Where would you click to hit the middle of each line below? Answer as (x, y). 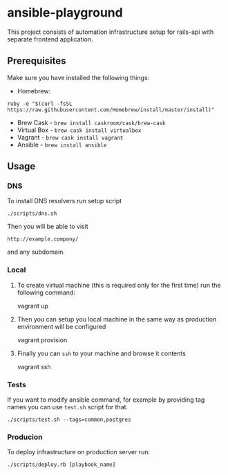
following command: (46, 292)
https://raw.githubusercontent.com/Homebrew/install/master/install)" (111, 110)
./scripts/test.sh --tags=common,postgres (69, 420)
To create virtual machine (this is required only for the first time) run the (119, 285)
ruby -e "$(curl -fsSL (40, 104)
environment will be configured (61, 326)
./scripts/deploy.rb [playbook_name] (61, 465)
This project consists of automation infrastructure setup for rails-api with (111, 32)
